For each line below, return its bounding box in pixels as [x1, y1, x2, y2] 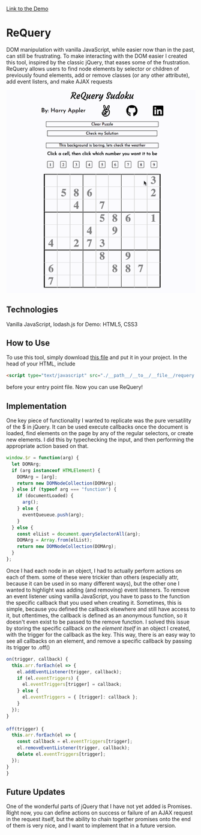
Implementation [6, 401, 67, 411]
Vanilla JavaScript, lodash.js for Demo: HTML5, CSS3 [6, 320, 138, 328]
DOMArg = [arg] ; [17, 474, 58, 480]
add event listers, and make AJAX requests [6, 78, 113, 85]
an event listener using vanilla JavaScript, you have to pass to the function [6, 592, 190, 600]
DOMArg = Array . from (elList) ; [17, 537, 93, 543]
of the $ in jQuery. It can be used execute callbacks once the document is [6, 423, 189, 430]
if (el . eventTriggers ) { [17, 675, 79, 681]
